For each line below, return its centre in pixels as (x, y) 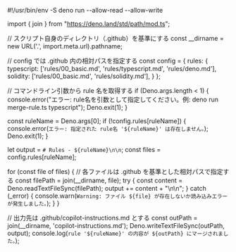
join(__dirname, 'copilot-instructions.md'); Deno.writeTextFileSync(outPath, (116, 226)
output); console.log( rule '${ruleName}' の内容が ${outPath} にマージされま (115, 233)
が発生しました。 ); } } (33, 203)
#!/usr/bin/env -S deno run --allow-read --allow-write (85, 10)
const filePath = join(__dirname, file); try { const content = (99, 180)
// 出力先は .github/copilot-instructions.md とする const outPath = (103, 218)
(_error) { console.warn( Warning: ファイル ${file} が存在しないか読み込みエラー (117, 196)
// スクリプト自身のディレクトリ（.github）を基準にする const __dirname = (116, 38)
